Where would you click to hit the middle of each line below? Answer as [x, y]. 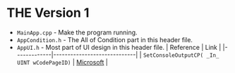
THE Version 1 [48, 13]
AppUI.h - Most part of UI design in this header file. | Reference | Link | [119, 47]
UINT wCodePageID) [44, 62]
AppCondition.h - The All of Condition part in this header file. [105, 39]
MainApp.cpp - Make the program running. [77, 32]
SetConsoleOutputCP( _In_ [181, 55]
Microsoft [90, 62]
